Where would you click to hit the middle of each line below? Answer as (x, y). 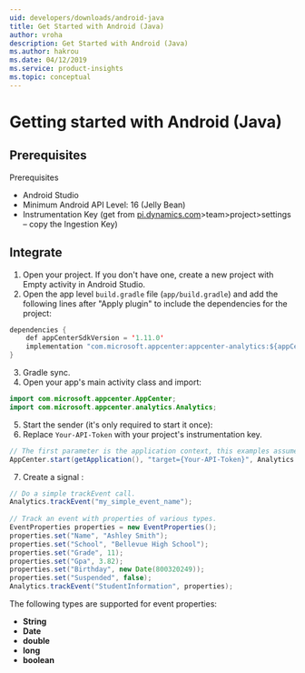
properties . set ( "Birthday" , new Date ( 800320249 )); (107, 569)
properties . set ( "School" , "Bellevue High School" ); (109, 544)
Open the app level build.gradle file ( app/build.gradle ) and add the (150, 294)
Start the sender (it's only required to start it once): (118, 425)
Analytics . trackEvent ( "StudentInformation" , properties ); (121, 587)
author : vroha (36, 35)
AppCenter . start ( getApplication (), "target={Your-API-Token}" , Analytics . (154, 459)
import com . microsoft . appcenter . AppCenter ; (93, 399)
